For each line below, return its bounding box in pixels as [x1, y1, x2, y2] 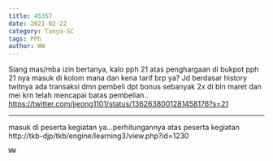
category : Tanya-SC [8, 27, 75, 35]
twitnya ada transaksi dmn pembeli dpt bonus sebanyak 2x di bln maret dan [8, 82, 262, 92]
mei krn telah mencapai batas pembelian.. [8, 90, 149, 100]
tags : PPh [8, 34, 42, 43]
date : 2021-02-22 [8, 20, 67, 28]
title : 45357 [8, 11, 53, 20]
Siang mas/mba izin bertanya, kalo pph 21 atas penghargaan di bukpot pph [8, 64, 259, 74]
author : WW [8, 42, 45, 50]
